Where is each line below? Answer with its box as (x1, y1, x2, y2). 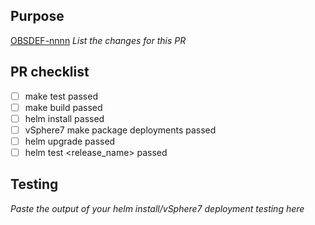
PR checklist (10, 64, 90, 81)
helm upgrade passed (24, 135, 116, 147)
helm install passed (24, 112, 105, 124)
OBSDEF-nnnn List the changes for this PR (10, 34, 187, 46)
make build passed (24, 101, 103, 113)
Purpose (10, 8, 65, 25)
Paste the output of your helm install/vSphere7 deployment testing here (10, 202, 305, 214)
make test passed (24, 90, 98, 102)
